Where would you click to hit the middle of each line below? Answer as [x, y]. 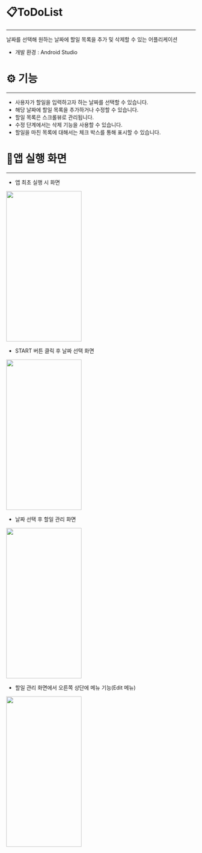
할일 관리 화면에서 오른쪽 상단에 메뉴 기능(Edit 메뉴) [75, 688]
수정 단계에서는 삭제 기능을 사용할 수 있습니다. [69, 125]
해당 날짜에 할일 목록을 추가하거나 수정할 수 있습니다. [77, 109]
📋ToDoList [35, 12]
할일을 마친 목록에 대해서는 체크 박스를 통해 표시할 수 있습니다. [88, 132]
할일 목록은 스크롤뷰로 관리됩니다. [54, 117]
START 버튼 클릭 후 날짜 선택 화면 [54, 351]
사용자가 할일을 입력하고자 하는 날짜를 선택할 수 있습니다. [81, 102]
